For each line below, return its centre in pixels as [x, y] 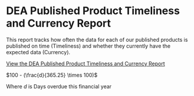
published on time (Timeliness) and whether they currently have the [88, 46]
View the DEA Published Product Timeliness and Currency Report [86, 64]
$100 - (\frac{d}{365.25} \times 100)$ [52, 75]
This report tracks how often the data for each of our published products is [97, 39]
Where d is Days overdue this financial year [59, 86]
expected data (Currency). [38, 52]
